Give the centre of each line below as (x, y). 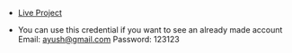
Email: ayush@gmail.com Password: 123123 (98, 39)
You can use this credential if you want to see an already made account (150, 30)
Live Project (40, 13)
